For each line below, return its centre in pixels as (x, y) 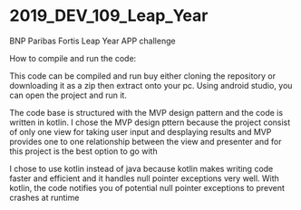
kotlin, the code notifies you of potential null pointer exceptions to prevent (147, 187)
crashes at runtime (44, 197)
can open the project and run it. (68, 95)
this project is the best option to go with (83, 151)
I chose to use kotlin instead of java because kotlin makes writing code (141, 168)
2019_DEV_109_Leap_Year (109, 16)
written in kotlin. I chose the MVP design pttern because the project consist (150, 122)
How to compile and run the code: (73, 58)
